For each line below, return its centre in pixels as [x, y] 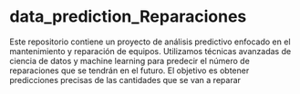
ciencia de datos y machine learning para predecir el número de [130, 61]
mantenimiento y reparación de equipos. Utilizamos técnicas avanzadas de [150, 51]
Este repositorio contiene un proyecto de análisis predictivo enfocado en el [150, 42]
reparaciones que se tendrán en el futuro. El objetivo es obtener [129, 70]
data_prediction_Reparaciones [128, 17]
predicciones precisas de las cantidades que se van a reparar [125, 80]
